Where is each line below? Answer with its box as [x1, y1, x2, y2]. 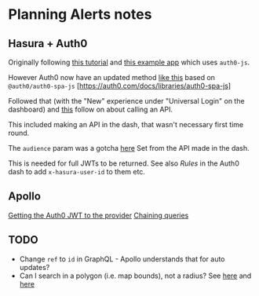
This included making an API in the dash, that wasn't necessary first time [8, 120, 244, 129]
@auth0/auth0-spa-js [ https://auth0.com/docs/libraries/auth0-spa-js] [8, 81, 232, 90]
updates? [19, 262, 50, 272]
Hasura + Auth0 [8, 37, 88, 50]
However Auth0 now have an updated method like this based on [8, 73, 216, 82]
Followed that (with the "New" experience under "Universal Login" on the [8, 97, 245, 105]
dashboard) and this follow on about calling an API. [8, 104, 173, 114]
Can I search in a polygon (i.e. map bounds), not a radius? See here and [19, 271, 252, 280]
